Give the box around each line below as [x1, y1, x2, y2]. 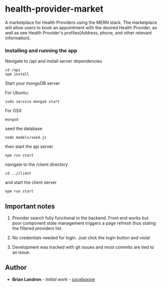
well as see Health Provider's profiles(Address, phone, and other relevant [5, 30, 152, 36]
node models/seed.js [5, 135, 47, 140]
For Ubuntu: [5, 90, 29, 96]
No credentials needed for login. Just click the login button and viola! [12, 235, 151, 241]
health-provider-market [5, 3, 104, 15]
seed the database [5, 126, 43, 132]
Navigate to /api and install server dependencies [5, 58, 102, 64]
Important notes [5, 202, 55, 210]
